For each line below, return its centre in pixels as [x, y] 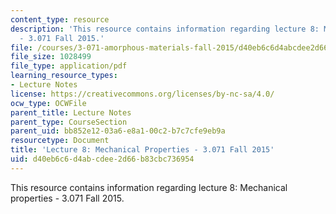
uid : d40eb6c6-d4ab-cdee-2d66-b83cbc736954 [102, 159]
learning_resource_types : [64, 76]
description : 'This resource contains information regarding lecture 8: [165, 29]
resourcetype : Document [60, 141]
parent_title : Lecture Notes [71, 112]
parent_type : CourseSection [69, 122]
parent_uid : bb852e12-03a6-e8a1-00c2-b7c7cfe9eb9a [118, 131]
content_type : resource [60, 19]
